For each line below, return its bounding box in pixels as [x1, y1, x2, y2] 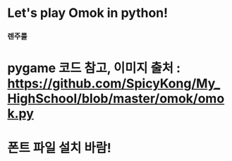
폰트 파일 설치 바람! [7, 140, 111, 156]
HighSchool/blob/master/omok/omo [7, 90, 225, 107]
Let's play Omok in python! [7, 5, 168, 21]
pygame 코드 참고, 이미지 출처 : [7, 60, 181, 76]
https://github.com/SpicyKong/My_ [7, 76, 221, 92]
